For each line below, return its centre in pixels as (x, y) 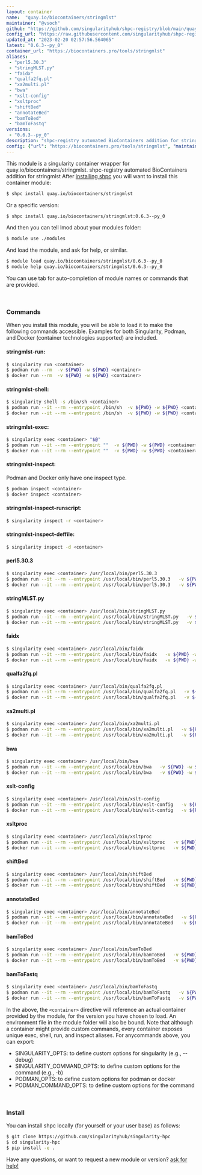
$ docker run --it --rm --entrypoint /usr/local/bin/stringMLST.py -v (99, 622)
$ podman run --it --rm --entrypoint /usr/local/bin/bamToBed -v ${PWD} (102, 955)
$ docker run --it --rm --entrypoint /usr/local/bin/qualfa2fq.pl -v (98, 697)
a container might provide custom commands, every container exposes (94, 1029)
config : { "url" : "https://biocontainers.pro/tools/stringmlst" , (88, 146)
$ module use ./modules (36, 238)
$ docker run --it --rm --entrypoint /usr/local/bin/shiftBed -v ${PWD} (102, 885)
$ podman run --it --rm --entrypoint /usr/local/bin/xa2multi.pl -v (96, 729)
